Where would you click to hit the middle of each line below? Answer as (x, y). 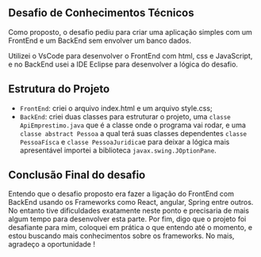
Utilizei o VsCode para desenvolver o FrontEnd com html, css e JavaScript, (130, 55)
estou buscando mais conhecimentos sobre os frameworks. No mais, (121, 236)
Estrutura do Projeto (59, 89)
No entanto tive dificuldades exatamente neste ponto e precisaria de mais (129, 211)
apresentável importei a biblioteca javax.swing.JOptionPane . (118, 150)
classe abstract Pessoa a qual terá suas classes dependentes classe (133, 133)
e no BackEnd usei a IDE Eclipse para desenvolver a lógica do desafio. (123, 64)
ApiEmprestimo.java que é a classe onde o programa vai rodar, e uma (132, 125)
